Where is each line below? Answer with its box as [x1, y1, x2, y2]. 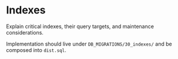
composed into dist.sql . [6, 46, 66, 53]
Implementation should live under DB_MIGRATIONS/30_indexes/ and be [6, 40, 172, 47]
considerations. [6, 29, 44, 36]
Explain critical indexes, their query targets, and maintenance [6, 23, 155, 30]
